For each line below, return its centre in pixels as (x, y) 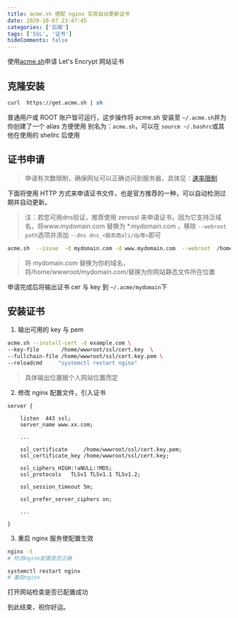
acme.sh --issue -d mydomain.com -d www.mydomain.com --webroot (109, 248)
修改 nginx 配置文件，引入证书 (62, 392)
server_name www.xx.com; (57, 424)
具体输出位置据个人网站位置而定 (71, 377)
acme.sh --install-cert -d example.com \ (69, 343)
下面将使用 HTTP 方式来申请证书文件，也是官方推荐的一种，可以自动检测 (114, 193)
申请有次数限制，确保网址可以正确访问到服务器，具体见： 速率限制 (121, 178)
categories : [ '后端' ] (38, 27)
